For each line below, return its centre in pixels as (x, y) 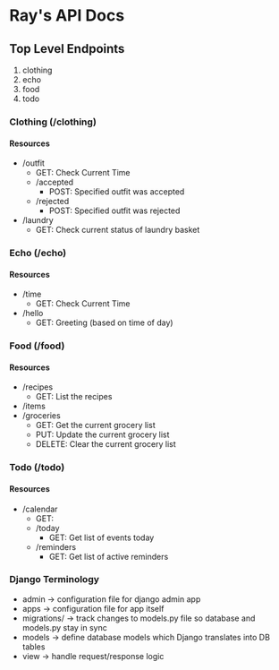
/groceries (41, 416)
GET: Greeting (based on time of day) (104, 322)
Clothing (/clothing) (53, 122)
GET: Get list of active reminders (109, 556)
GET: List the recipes (74, 397)
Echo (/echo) (38, 253)
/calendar (40, 509)
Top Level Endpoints (67, 49)
